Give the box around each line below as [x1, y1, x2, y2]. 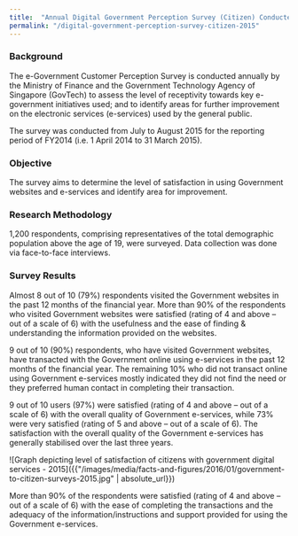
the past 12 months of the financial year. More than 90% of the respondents [9, 299, 286, 310]
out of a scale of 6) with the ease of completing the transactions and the [9, 500, 273, 510]
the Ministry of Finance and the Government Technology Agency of [9, 80, 255, 90]
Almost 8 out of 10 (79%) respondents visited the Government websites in [9, 290, 279, 300]
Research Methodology [9, 209, 113, 221]
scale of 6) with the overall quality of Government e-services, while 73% [9, 408, 274, 419]
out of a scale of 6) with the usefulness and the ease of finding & [9, 318, 247, 329]
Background [9, 50, 64, 63]
